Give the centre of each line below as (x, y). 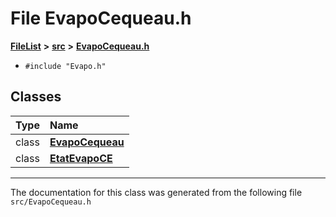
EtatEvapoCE (81, 158)
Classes (36, 97)
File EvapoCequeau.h (101, 18)
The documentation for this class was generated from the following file (156, 192)
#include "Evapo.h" (65, 66)
